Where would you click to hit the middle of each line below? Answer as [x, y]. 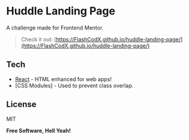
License [21, 104]
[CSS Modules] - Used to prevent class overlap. [74, 85]
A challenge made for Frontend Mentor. [55, 28]
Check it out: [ [39, 39]
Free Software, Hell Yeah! [39, 130]
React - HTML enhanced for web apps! [63, 79]
